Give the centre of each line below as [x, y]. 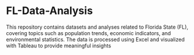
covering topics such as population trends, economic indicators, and [89, 33]
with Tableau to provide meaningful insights [59, 46]
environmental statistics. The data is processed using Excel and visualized [96, 39]
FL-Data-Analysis [50, 11]
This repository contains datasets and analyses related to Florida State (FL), [97, 27]
